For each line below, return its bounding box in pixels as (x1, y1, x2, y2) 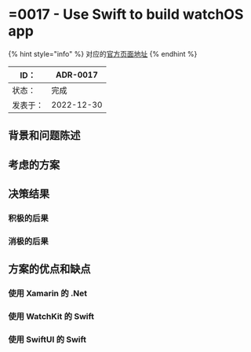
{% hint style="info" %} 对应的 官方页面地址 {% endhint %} (8, 49, 198, 58)
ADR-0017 (56, 69, 98, 80)
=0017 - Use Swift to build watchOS (8, 5, 244, 24)
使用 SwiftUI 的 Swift (8, 334, 87, 345)
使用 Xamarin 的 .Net (8, 288, 88, 299)
